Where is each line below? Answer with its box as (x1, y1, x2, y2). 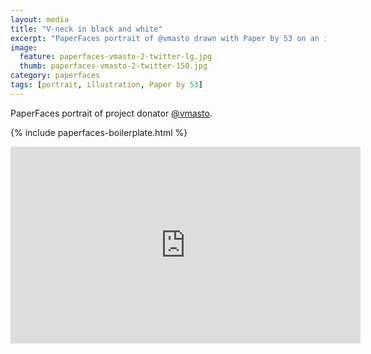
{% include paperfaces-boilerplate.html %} (10, 126, 188, 138)
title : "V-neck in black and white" (10, 24, 163, 34)
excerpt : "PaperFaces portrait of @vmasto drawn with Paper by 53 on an (10, 33, 320, 43)
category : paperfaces (10, 71, 101, 81)
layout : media (10, 14, 70, 25)
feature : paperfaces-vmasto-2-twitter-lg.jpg (19, 52, 213, 62)
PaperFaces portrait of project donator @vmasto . (10, 107, 213, 119)
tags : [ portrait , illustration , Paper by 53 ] (10, 80, 203, 90)
